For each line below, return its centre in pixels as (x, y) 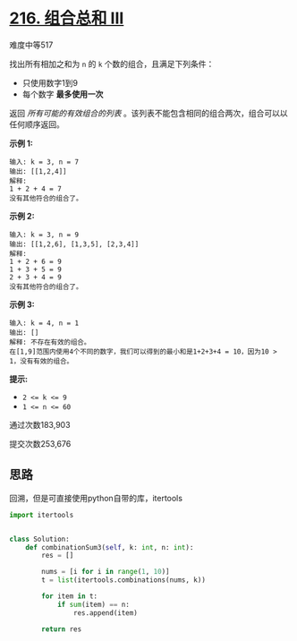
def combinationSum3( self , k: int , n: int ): (110, 547)
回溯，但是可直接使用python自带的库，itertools (96, 498)
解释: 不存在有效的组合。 (50, 342)
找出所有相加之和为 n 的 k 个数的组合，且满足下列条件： (112, 64)
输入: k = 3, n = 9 (44, 235)
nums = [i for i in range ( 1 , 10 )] (106, 572)
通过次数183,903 (40, 424)
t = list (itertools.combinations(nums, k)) (123, 580)
